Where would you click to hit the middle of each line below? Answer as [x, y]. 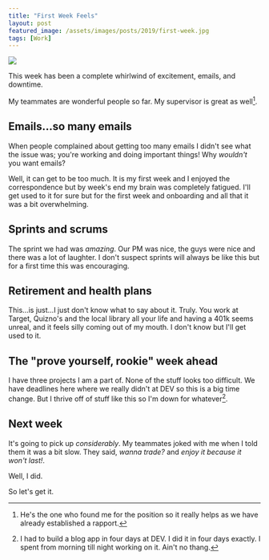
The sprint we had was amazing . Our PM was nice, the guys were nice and [132, 249]
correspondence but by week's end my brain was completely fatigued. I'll [129, 187]
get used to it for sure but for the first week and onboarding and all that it [128, 195]
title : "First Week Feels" [53, 16]
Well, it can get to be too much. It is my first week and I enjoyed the [119, 178]
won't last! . [27, 460]
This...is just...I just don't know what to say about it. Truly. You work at [123, 310]
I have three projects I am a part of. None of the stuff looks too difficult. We [132, 380]
